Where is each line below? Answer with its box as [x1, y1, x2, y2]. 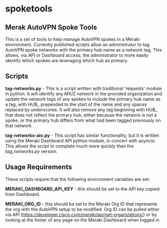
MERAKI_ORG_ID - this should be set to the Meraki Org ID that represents [5, 201, 157, 207]
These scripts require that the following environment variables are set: [5, 176, 150, 182]
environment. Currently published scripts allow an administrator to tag [5, 42, 149, 48]
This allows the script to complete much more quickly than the [5, 143, 134, 149]
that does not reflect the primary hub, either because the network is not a [5, 112, 157, 118]
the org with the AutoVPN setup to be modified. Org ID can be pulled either [5, 206, 160, 212]
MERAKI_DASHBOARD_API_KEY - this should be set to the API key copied [5, 186, 160, 192]
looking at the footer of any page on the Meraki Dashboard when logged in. [5, 216, 161, 223]
